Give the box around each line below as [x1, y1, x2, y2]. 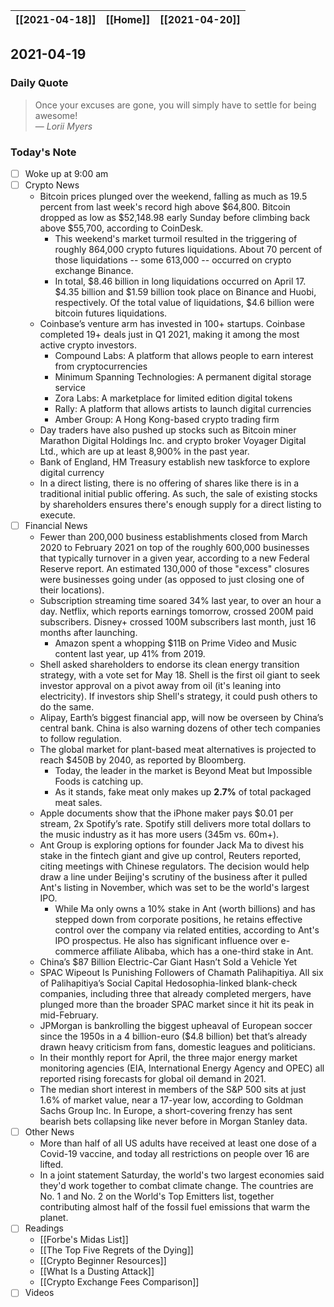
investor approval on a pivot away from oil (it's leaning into [39, 680, 282, 692]
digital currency [39, 467, 105, 479]
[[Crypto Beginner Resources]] [39, 1255, 167, 1267]
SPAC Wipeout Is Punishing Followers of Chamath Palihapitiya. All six [39, 967, 324, 979]
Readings [24, 1222, 64, 1234]
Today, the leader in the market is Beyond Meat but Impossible [54, 765, 313, 777]
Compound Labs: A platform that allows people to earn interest [54, 350, 314, 362]
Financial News [24, 520, 88, 532]
